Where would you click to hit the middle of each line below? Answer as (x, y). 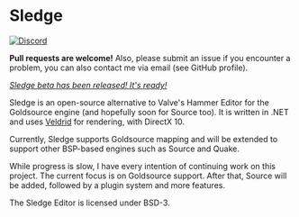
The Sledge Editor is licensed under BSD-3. (90, 203)
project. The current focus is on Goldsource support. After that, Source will (148, 176)
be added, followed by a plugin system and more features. (117, 185)
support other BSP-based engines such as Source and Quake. (125, 149)
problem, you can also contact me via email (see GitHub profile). (129, 68)
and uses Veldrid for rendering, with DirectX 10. (97, 122)
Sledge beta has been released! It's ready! (88, 85)
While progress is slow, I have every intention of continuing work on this (143, 166)
